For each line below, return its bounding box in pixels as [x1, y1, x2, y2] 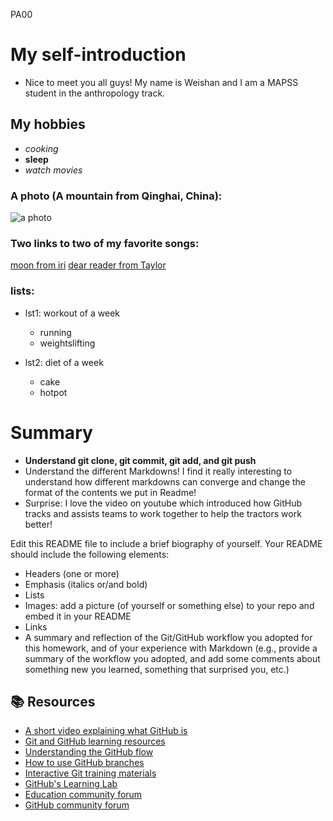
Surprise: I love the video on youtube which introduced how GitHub [24, 497, 303, 509]
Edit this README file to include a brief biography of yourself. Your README [10, 537, 323, 549]
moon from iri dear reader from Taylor [10, 259, 167, 271]
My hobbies [10, 116, 86, 133]
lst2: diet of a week [24, 356, 104, 368]
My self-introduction [10, 44, 187, 66]
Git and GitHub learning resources [24, 735, 166, 748]
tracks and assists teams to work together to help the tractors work [24, 507, 302, 519]
